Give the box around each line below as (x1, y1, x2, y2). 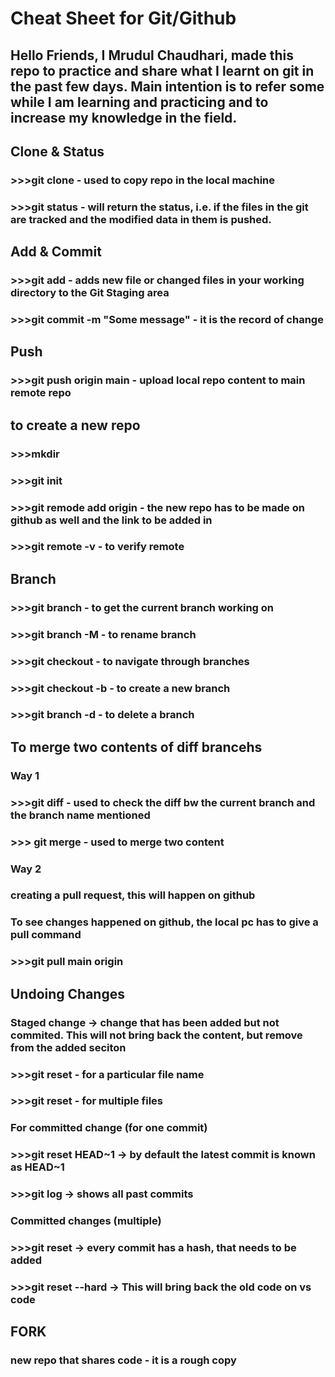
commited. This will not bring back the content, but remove (10, 1028, 303, 1042)
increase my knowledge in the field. (10, 109, 238, 126)
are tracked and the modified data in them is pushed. (10, 212, 272, 226)
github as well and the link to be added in (10, 513, 213, 527)
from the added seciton (10, 1040, 127, 1054)
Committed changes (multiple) (10, 1214, 162, 1228)
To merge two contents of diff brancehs (10, 738, 263, 756)
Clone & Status (10, 143, 105, 160)
